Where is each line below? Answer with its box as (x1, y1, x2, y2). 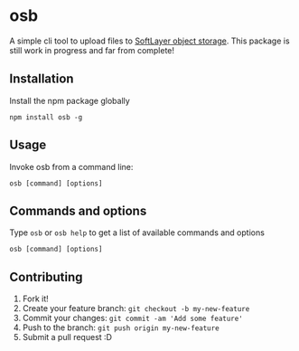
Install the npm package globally (9, 95, 131, 106)
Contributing (9, 269, 83, 285)
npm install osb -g (9, 112, 83, 122)
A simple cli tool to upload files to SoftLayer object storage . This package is (9, 35, 291, 46)
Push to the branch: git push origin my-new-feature (22, 322, 220, 333)
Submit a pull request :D (22, 332, 113, 343)
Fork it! (22, 293, 50, 304)
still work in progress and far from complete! (9, 44, 174, 55)
